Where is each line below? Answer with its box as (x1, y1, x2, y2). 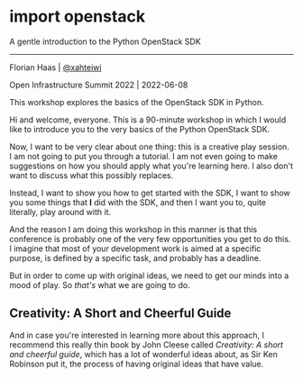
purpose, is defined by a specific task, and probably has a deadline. (9, 252, 262, 263)
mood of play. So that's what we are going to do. (9, 279, 191, 290)
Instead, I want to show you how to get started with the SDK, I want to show (9, 187, 290, 198)
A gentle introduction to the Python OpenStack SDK (9, 36, 201, 47)
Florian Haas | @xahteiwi (9, 61, 102, 73)
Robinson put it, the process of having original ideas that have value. (9, 358, 264, 369)
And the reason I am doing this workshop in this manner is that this (9, 223, 258, 235)
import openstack (9, 6, 146, 27)
